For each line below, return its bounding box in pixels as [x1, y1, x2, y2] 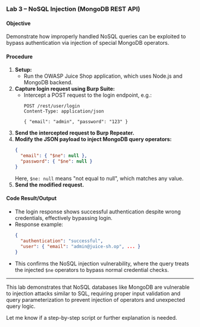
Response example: [14, 221, 64, 228]
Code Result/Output [6, 195, 57, 202]
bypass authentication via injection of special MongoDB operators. [6, 39, 170, 47]
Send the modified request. [14, 181, 85, 188]
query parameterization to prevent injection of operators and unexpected [6, 296, 186, 303]
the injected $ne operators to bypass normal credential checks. [14, 266, 169, 273]
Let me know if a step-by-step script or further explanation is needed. [6, 314, 177, 321]
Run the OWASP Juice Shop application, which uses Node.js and [23, 72, 183, 80]
